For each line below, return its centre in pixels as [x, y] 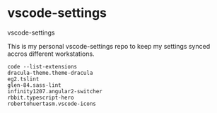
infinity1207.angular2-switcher [55, 91]
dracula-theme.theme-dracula [50, 73]
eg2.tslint [23, 79]
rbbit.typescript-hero [41, 97]
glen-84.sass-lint [34, 85]
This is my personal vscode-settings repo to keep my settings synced [109, 46]
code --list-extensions [42, 66]
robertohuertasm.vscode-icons [52, 104]
